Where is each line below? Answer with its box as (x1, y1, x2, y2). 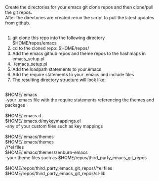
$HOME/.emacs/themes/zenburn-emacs (5, 149, 88, 155)
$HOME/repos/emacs (12, 40, 57, 46)
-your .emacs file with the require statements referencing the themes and (5, 97, 155, 103)
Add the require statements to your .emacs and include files (12, 72, 134, 77)
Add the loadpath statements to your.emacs (12, 66, 102, 72)
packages (5, 102, 26, 108)
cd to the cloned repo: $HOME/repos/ (12, 45, 89, 51)
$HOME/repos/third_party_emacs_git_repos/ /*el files (5, 165, 113, 171)
